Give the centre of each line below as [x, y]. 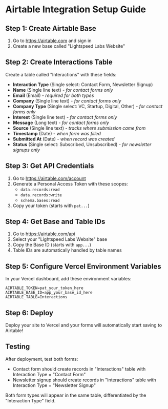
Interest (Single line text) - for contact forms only [65, 117]
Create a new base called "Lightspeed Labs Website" [69, 46]
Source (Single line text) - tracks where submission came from [79, 128]
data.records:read [40, 190]
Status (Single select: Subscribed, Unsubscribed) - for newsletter [82, 144]
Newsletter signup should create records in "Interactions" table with [84, 380]
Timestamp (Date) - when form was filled [57, 133]
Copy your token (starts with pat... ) [51, 206]
